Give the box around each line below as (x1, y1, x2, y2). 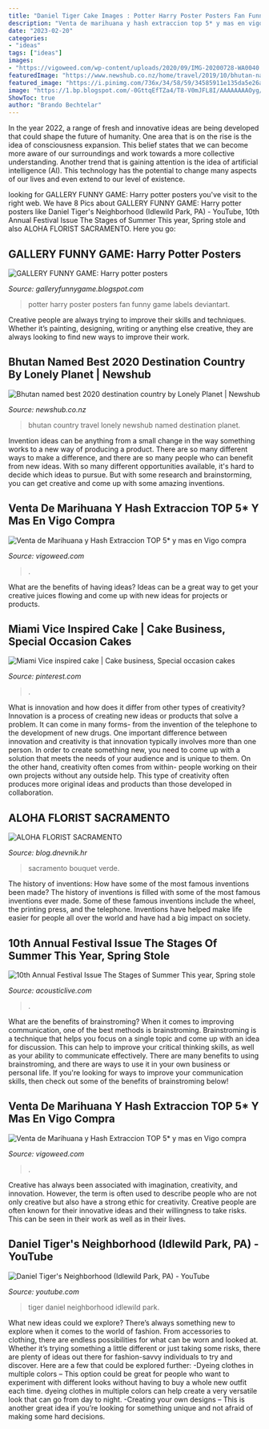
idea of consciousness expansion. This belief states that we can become (8, 140, 248, 150)
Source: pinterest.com (8, 671, 82, 682)
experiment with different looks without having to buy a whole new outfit (8, 1377, 247, 1387)
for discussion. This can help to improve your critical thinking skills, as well (8, 1042, 255, 1051)
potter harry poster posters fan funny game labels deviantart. (27, 299, 231, 309)
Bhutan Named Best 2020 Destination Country (8, 355, 246, 369)
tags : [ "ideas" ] (8, 49, 62, 57)
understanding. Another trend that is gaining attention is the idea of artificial (8, 157, 259, 167)
